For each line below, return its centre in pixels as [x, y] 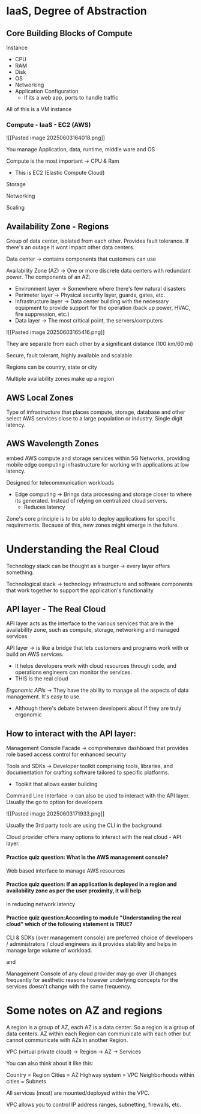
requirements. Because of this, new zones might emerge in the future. [93, 525]
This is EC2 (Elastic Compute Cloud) [60, 173]
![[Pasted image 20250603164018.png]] [55, 138]
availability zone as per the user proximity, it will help [74, 891]
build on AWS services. [35, 654]
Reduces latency [44, 507]
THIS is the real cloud [41, 679]
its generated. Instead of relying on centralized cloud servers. [91, 500]
